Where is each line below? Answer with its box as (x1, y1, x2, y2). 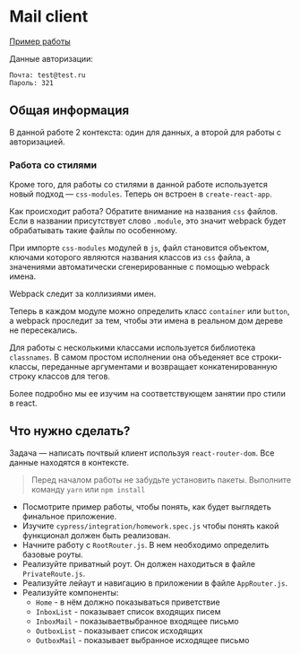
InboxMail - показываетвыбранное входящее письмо (35, 615, 239, 626)
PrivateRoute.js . (21, 568, 86, 579)
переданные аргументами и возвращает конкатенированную (41, 362, 278, 372)
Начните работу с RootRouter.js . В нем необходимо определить (21, 539, 270, 550)
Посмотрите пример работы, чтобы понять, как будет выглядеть (21, 501, 271, 512)
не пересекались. (9, 325, 78, 336)
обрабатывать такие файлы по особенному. (9, 225, 177, 236)
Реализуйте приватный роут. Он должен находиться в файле (21, 558, 256, 569)
